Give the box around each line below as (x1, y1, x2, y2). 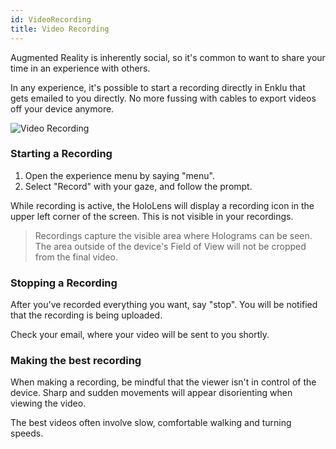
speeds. (10, 427, 44, 440)
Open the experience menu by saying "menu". (24, 169, 215, 181)
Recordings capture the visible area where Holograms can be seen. (34, 229, 313, 241)
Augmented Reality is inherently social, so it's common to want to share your (10, 51, 326, 63)
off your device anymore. (10, 102, 115, 115)
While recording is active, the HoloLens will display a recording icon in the (10, 199, 315, 211)
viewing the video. (10, 397, 87, 410)
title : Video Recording (10, 24, 110, 34)
